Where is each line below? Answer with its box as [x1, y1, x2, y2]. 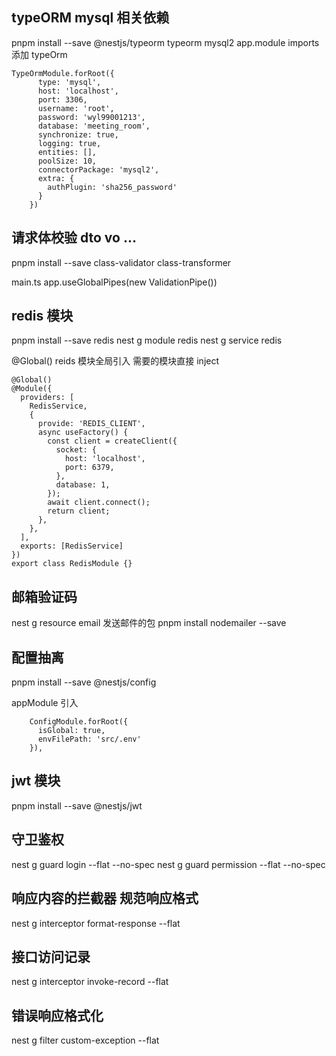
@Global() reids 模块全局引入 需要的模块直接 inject [11, 355, 220, 367]
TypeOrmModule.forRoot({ [11, 68, 115, 78]
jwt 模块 [11, 773, 61, 790]
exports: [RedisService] [20, 541, 124, 552]
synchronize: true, [37, 129, 119, 140]
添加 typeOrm [11, 48, 68, 60]
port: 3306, [37, 94, 88, 105]
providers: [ [20, 393, 75, 403]
